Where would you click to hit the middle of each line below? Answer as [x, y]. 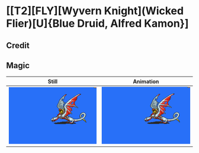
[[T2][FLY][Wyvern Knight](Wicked [95, 11]
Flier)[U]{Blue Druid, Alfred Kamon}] [97, 23]
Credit [18, 45]
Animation [146, 81]
